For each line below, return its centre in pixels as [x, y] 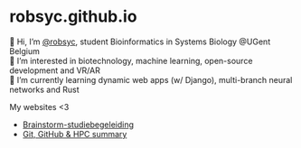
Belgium [25, 51]
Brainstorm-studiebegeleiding [78, 125]
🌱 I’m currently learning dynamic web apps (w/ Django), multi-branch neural [151, 79]
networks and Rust [44, 89]
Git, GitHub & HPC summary [75, 134]
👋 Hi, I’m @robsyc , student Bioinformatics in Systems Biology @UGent [140, 42]
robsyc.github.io [73, 17]
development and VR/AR [55, 70]
